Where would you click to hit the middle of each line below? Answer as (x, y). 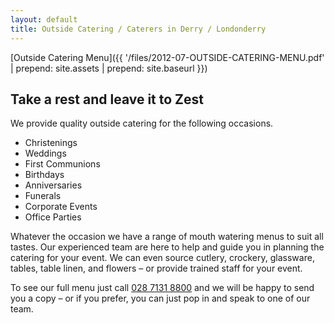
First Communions (62, 164)
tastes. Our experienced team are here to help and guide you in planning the (167, 247)
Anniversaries (53, 185)
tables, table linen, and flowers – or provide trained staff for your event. (156, 268)
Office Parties (53, 217)
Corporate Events (61, 207)
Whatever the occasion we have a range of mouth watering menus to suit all (167, 237)
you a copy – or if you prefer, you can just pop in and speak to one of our (160, 298)
